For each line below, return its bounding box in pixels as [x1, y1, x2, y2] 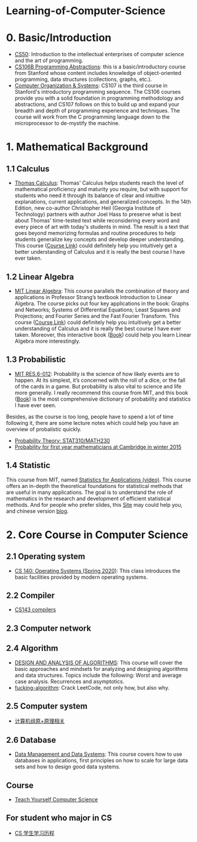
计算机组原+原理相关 [14, 717, 65, 725]
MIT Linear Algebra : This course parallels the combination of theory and [14, 287, 189, 294]
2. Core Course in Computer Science [6, 528, 188, 541]
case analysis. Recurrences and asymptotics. [14, 677, 125, 685]
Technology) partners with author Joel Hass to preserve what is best [14, 211, 181, 218]
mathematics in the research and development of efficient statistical [6, 494, 171, 502]
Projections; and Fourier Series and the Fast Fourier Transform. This [14, 312, 179, 319]
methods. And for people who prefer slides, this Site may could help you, [6, 501, 183, 508]
